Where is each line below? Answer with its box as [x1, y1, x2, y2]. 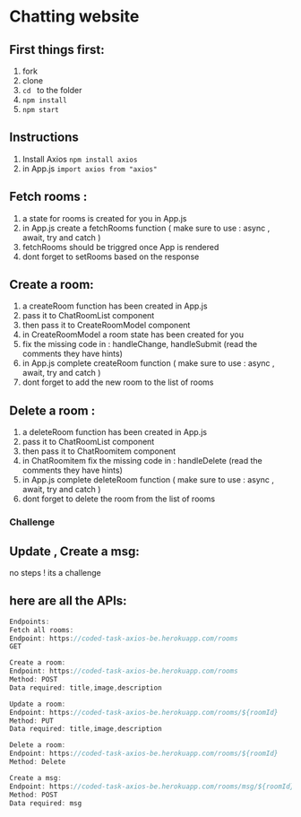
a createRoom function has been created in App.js [21, 300, 208, 311]
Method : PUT [9, 716, 54, 726]
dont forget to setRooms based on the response [21, 251, 200, 262]
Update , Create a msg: [9, 543, 141, 559]
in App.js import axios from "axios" [21, 163, 158, 174]
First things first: [9, 42, 105, 57]
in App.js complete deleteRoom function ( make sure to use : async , [21, 474, 275, 485]
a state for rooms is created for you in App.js [21, 213, 187, 223]
